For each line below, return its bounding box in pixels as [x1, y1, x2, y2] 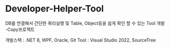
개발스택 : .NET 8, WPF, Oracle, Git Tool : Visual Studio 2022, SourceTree [5, 37, 156, 43]
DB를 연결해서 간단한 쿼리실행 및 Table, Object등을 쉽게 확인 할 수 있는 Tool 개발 [5, 20, 165, 26]
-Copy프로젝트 [5, 26, 35, 32]
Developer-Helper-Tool [5, 3, 104, 14]
